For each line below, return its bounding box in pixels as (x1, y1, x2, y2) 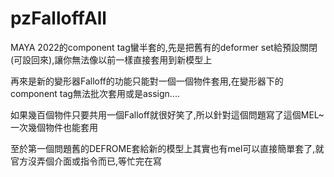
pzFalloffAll (10, 7, 107, 30)
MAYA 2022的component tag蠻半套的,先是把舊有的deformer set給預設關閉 (10, 41, 318, 53)
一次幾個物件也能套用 (10, 121, 98, 133)
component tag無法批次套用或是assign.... (10, 87, 180, 99)
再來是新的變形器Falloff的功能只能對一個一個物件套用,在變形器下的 (10, 75, 284, 87)
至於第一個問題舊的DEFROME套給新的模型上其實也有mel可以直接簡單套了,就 (10, 142, 325, 154)
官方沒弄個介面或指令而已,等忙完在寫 (10, 155, 163, 167)
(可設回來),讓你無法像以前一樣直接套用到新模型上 (10, 53, 213, 66)
